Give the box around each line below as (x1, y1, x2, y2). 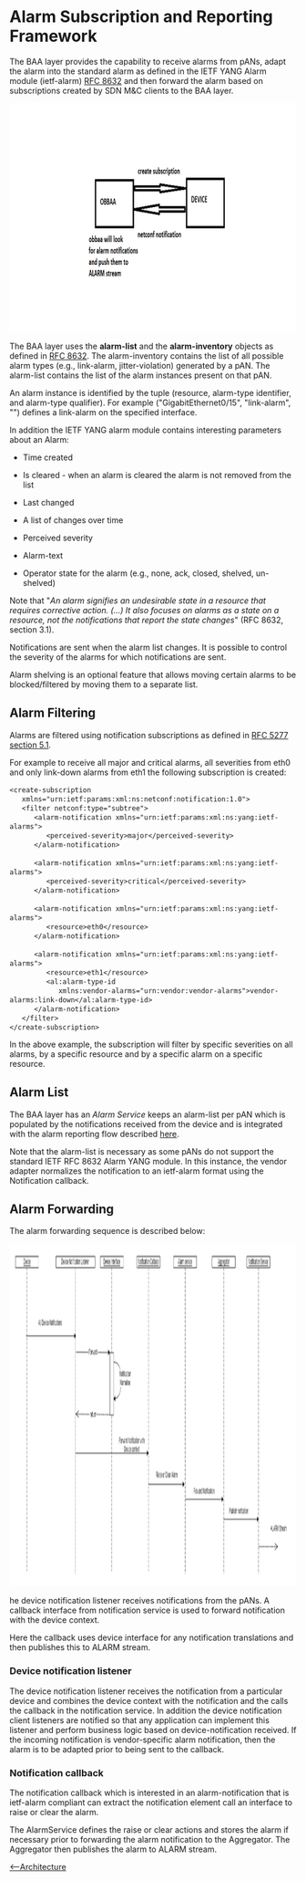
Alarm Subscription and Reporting (9, 6, 273, 27)
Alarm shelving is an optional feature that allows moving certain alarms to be (9, 669, 297, 680)
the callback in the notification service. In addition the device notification (9, 1705, 282, 1716)
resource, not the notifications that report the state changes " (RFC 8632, (9, 614, 284, 625)
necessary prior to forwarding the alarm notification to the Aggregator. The (9, 1834, 291, 1844)
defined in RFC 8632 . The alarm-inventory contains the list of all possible (9, 350, 284, 361)
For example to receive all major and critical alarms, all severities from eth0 (9, 757, 291, 768)
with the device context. (9, 1615, 100, 1625)
